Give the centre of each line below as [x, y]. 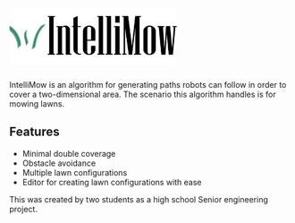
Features [34, 132]
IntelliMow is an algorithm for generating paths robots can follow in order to [148, 84]
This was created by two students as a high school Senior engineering [139, 199]
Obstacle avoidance [59, 163]
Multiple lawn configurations [75, 172]
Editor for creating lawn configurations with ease [112, 182]
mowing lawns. [37, 103]
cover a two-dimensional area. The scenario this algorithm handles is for [143, 94]
